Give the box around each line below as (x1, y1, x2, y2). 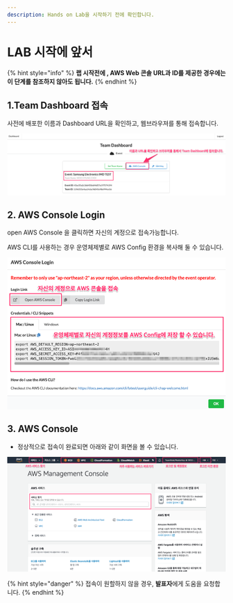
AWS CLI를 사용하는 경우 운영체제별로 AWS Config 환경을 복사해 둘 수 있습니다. (7, 243, 224, 252)
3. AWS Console (7, 423, 78, 435)
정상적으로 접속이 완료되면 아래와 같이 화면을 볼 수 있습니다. (17, 442, 179, 451)
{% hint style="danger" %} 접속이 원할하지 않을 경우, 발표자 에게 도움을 (7, 579, 202, 588)
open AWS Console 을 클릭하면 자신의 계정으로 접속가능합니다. (7, 228, 179, 236)
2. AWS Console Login (7, 209, 105, 220)
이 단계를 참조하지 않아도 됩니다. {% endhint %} (7, 77, 137, 86)
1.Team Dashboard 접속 (7, 99, 109, 111)
